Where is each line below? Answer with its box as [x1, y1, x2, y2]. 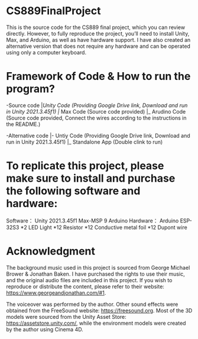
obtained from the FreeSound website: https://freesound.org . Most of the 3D [6, 306, 193, 314]
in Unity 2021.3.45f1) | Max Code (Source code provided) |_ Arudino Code [6, 108, 186, 115]
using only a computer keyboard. [6, 49, 87, 56]
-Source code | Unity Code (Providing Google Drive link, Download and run [6, 102, 188, 109]
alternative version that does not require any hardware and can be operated [6, 43, 191, 50]
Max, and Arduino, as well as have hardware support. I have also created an [6, 36, 191, 43]
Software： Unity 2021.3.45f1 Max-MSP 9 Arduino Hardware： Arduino [6, 217, 179, 224]
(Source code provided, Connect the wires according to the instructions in [6, 114, 187, 121]
